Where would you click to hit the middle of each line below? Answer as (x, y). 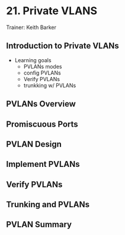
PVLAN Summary (39, 225)
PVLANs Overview (41, 104)
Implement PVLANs (43, 164)
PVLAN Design (34, 144)
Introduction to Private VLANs (63, 46)
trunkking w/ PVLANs (50, 85)
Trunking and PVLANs (48, 205)
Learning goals (33, 60)
